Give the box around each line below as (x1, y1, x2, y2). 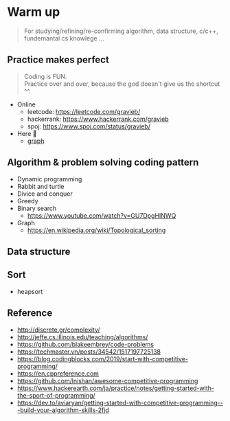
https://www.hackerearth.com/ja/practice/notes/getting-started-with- (16, 384, 215, 392)
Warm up (7, 4, 60, 20)
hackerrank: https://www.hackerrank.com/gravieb (27, 115, 170, 123)
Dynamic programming (16, 174, 82, 183)
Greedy (16, 196, 39, 205)
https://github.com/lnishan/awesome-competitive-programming (16, 376, 198, 385)
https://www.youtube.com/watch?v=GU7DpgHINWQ (27, 211, 176, 220)
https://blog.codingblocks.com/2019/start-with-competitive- (16, 354, 189, 363)
